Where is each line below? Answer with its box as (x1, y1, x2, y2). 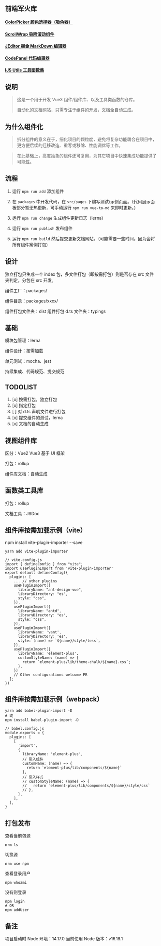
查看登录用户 (5, 871, 30, 876)
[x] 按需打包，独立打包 (12, 397, 57, 403)
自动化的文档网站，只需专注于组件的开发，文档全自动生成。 (16, 107, 136, 113)
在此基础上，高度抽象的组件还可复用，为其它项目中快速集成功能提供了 (16, 153, 157, 158)
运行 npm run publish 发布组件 (12, 225, 73, 231)
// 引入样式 (22, 775, 44, 780)
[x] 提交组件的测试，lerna (12, 415, 63, 420)
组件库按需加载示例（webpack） (5, 695, 103, 703)
